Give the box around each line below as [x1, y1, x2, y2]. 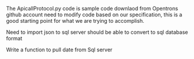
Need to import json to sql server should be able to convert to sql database [6, 29, 189, 36]
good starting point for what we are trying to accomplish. [6, 18, 144, 24]
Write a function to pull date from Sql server [6, 46, 113, 53]
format [6, 35, 22, 41]
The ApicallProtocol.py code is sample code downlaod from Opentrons [6, 5, 179, 12]
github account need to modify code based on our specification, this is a [6, 11, 183, 18]
